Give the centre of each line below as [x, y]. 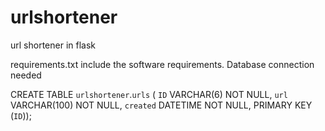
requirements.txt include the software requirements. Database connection [162, 64]
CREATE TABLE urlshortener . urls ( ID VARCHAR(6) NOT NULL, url [149, 94]
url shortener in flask [53, 45]
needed [26, 75]
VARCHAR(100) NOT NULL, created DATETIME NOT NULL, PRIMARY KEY [161, 105]
